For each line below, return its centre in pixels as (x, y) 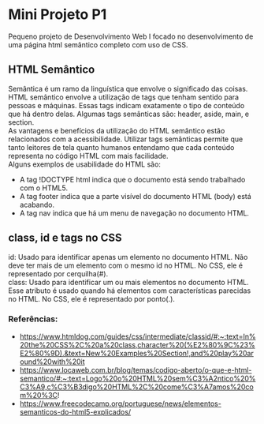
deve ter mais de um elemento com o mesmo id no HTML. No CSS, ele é (125, 265)
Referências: (33, 319)
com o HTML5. (44, 188)
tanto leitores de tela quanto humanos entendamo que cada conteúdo (121, 147)
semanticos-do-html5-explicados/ (75, 411)
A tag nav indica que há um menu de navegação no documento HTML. (134, 213)
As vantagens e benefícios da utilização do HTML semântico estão (117, 130)
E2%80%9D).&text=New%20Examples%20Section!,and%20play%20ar (136, 353)
